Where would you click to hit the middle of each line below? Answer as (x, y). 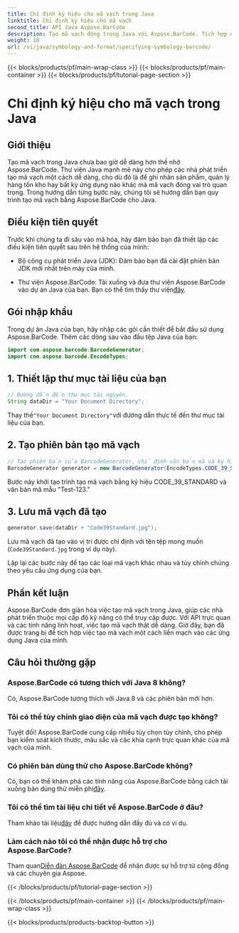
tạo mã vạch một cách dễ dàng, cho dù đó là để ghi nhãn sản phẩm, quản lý (118, 177)
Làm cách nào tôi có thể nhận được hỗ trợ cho (87, 841)
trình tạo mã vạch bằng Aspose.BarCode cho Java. (82, 200)
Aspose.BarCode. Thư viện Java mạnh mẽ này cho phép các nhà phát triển (117, 169)
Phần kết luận (38, 592)
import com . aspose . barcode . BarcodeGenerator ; (76, 349)
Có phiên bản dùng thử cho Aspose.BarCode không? (100, 766)
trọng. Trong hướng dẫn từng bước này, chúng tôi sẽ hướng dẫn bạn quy (113, 192)
